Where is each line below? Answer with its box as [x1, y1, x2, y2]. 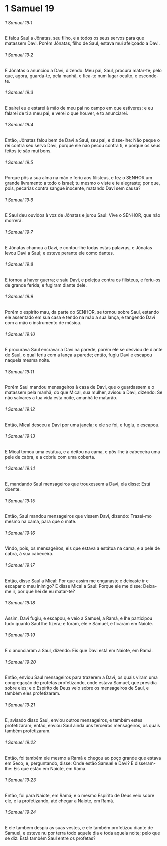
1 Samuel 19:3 [5, 89, 34, 95]
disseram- [134, 760, 156, 766]
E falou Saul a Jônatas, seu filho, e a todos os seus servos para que [5, 35, 145, 41]
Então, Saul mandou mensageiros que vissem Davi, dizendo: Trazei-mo [5, 513, 152, 519]
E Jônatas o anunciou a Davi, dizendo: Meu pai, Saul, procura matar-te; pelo [5, 67, 162, 73]
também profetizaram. [5, 728, 51, 734]
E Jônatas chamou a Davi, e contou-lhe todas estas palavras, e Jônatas [5, 244, 152, 250]
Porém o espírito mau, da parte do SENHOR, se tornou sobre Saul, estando [5, 309, 159, 315]
